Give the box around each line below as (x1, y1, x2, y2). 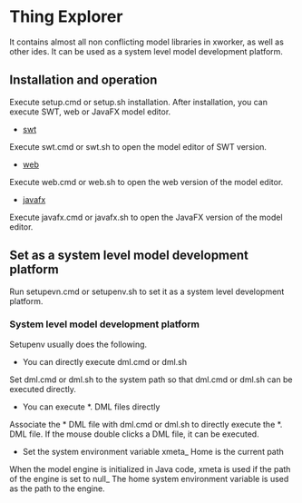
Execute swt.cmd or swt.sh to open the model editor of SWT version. (9, 141, 268, 152)
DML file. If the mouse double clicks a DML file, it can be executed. (9, 429, 260, 439)
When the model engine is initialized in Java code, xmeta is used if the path (9, 463, 291, 474)
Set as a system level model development (9, 248, 249, 263)
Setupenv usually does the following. (9, 339, 148, 350)
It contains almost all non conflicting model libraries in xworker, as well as (9, 36, 284, 47)
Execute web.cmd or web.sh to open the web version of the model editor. (9, 176, 284, 187)
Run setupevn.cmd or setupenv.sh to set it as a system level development (9, 286, 285, 297)
